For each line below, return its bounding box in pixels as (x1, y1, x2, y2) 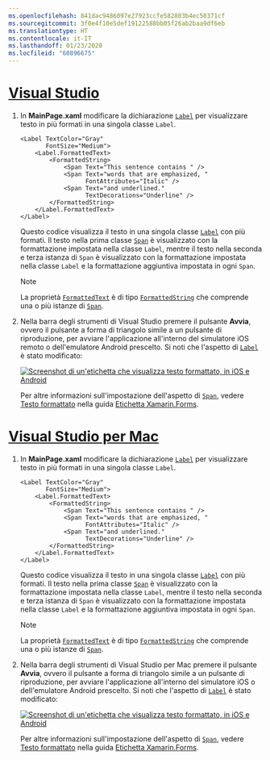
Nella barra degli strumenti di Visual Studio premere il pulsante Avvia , (19, 316, 251, 326)
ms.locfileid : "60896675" (8, 49, 95, 57)
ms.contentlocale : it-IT (8, 34, 92, 43)
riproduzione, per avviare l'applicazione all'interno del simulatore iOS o (19, 677, 255, 687)
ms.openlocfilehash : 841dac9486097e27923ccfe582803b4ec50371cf (8, 11, 226, 20)
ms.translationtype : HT (8, 27, 89, 35)
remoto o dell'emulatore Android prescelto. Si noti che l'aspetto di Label (19, 342, 259, 352)
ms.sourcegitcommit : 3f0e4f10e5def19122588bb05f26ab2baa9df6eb (8, 19, 226, 27)
